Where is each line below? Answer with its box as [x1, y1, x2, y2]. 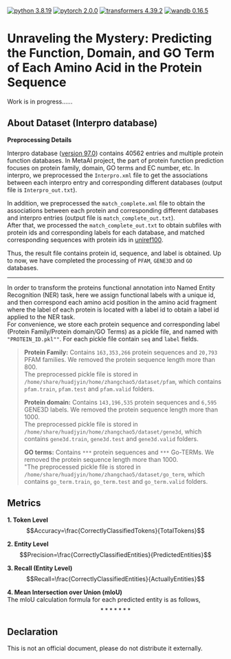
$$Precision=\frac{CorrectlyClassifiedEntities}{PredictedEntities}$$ [19, 550, 212, 558]
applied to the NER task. [7, 312, 76, 321]
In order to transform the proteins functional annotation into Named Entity [7, 283, 215, 292]
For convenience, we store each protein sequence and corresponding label [7, 320, 220, 328]
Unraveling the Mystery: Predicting [7, 31, 212, 46]
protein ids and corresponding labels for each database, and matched [7, 228, 205, 236]
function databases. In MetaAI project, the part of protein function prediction [7, 156, 224, 165]
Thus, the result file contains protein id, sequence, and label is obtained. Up [7, 249, 221, 257]
